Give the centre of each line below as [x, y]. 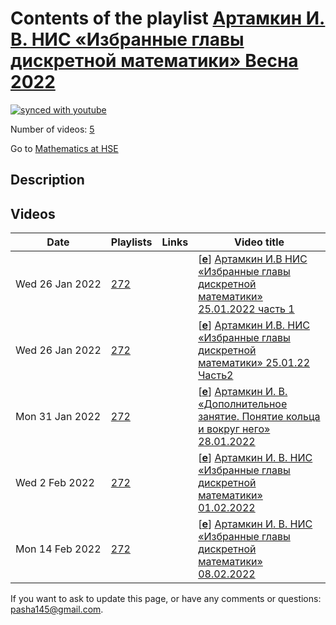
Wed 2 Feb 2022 [55, 483]
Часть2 [216, 375]
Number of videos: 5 [52, 129]
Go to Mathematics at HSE [64, 148]
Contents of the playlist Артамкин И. [168, 18]
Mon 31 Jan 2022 [58, 417]
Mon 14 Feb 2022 [58, 549]
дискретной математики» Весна [154, 61]
